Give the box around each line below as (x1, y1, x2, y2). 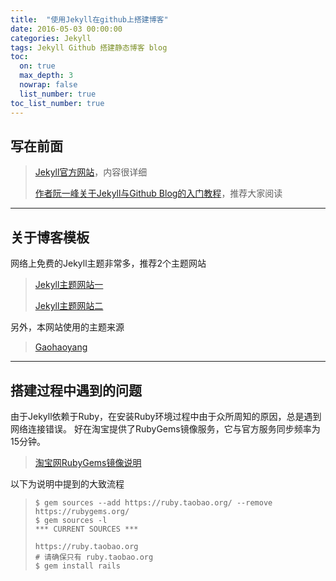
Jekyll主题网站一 (34, 279, 104, 291)
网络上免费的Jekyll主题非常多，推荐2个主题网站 (10, 257, 207, 270)
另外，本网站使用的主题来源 (10, 321, 125, 333)
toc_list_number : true (10, 98, 105, 108)
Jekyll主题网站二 (34, 300, 104, 312)
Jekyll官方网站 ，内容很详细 (34, 166, 148, 178)
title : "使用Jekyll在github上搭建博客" (10, 14, 169, 25)
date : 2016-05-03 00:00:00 (10, 24, 123, 34)
